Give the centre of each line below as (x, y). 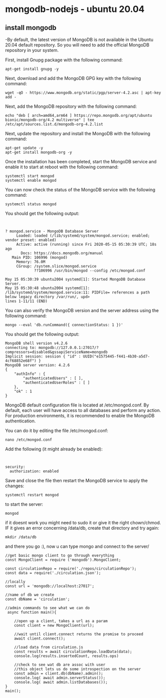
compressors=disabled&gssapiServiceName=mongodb (56, 352)
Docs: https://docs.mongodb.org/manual (62, 253)
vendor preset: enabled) (31, 240)
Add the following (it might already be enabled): (54, 449)
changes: (15, 486)
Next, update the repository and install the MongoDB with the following (78, 134)
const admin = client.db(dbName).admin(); (59, 674)
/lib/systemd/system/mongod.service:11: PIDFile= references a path (78, 293)
